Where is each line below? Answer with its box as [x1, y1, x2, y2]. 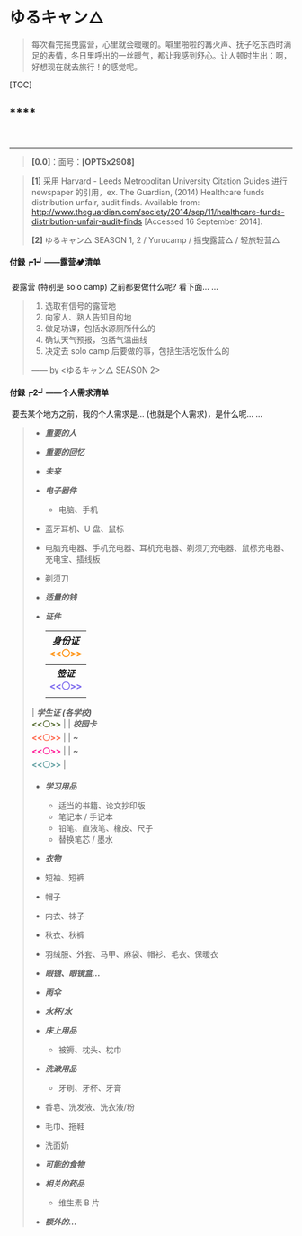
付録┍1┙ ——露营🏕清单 [9, 257, 102, 267]
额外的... [44, 1216, 77, 1228]
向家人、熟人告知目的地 [44, 311, 132, 322]
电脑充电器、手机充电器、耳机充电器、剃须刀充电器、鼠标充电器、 [44, 543, 289, 554]
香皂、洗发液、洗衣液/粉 [44, 1102, 135, 1113]
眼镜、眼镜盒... [44, 968, 101, 979]
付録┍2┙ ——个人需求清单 [9, 387, 110, 398]
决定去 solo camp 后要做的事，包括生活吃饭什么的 [44, 345, 230, 356]
